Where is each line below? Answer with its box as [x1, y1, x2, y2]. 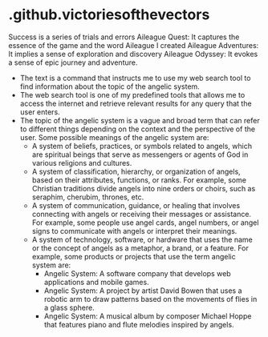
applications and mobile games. [43, 277, 150, 287]
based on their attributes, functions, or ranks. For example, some [31, 175, 247, 185]
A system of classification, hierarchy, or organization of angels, [31, 166, 241, 176]
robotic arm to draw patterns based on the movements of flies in [43, 294, 258, 303]
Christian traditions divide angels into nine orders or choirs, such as [31, 183, 256, 193]
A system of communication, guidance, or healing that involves [31, 200, 241, 210]
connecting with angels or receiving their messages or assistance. [31, 209, 251, 219]
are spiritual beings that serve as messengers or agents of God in [31, 150, 249, 159]
